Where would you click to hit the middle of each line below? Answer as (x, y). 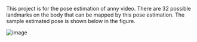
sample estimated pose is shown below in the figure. (71, 21)
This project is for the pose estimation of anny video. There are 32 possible (98, 9)
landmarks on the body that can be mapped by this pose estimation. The (96, 15)
